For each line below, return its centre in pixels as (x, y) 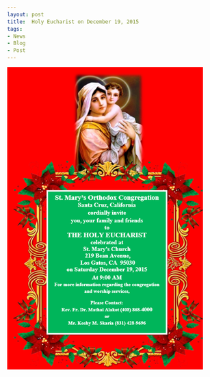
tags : (15, 29)
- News (16, 36)
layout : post (26, 14)
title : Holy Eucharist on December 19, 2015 (73, 22)
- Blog (16, 43)
